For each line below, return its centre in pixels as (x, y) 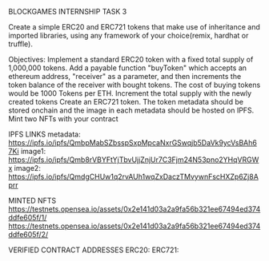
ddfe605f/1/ (28, 217)
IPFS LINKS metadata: (45, 134)
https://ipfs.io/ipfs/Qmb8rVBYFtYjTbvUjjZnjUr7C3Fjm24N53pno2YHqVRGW (134, 160)
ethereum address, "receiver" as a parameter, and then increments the (125, 76)
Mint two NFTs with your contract (63, 119)
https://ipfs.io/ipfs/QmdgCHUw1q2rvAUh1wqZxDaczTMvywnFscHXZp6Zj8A (133, 176)
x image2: (25, 168)
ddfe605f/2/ (28, 234)
